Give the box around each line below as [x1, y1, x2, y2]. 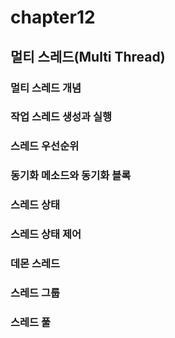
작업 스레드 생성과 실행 [10, 110, 113, 124]
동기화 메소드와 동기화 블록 [10, 169, 132, 183]
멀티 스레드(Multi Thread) [10, 48, 166, 65]
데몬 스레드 [10, 257, 61, 271]
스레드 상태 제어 [10, 227, 82, 241]
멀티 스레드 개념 [10, 81, 82, 95]
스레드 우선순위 [10, 139, 80, 153]
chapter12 [10, 6, 96, 29]
